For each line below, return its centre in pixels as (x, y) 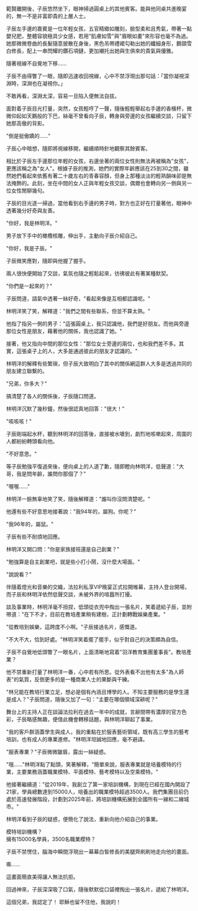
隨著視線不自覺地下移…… (37, 63)
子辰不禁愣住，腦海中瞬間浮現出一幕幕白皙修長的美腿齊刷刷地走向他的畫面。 (99, 852)
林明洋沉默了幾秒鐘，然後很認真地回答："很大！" (65, 409)
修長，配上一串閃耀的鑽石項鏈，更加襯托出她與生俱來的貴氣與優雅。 (94, 51)
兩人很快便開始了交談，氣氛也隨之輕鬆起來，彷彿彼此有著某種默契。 (89, 273)
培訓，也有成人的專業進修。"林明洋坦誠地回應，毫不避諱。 (77, 739)
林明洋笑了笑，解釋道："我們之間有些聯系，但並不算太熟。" (78, 311)
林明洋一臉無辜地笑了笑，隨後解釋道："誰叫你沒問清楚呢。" (78, 499)
